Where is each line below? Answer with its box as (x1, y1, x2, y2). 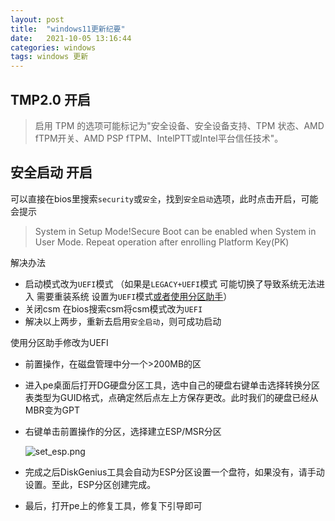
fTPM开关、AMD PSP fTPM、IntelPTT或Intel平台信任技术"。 (34, 132, 284, 144)
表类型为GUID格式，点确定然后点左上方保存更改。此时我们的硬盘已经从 (24, 391, 319, 403)
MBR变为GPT (24, 404, 81, 416)
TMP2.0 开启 (10, 91, 91, 108)
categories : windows (10, 42, 97, 53)
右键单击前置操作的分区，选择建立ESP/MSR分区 (24, 425, 222, 437)
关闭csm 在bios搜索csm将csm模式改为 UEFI (24, 302, 203, 315)
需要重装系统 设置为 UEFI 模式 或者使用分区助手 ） (36, 290, 233, 302)
